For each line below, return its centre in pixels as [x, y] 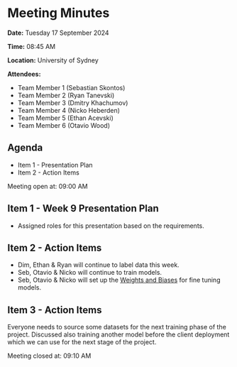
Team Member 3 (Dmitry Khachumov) [73, 103]
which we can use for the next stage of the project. [82, 342]
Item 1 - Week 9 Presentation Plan [83, 208]
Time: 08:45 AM [31, 46]
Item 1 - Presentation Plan [55, 165]
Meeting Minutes [59, 13]
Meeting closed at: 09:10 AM [49, 356]
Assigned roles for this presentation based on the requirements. [111, 226]
